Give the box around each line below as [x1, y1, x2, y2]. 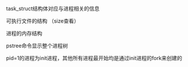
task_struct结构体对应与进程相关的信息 [6, 5, 100, 12]
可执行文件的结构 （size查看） [6, 17, 79, 24]
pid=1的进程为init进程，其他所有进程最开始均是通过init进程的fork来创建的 [6, 55, 183, 61]
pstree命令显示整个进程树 [6, 43, 68, 49]
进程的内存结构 [6, 30, 42, 37]
